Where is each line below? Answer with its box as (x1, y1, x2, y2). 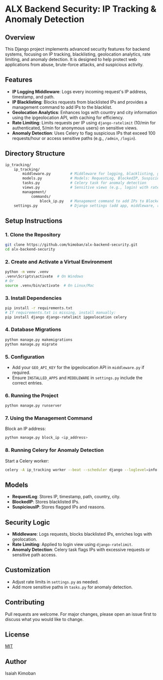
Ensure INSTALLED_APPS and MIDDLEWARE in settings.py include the (12, 374, 143, 381)
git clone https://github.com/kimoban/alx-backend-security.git (5, 242, 138, 247)
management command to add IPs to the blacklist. (12, 104, 113, 110)
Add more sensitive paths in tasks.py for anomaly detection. (12, 584, 133, 590)
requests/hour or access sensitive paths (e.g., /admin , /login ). (12, 135, 137, 141)
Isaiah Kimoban (5, 670, 36, 676)
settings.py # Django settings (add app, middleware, (14, 203, 155, 208)
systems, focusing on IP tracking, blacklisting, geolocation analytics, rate (5, 51, 151, 57)
